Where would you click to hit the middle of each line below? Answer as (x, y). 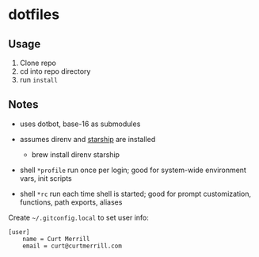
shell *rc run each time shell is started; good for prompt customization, (135, 194)
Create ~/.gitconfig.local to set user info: (78, 217)
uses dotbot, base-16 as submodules (80, 124)
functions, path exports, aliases (71, 202)
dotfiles (34, 15)
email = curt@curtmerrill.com (72, 246)
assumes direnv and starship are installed (88, 139)
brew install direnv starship (76, 154)
